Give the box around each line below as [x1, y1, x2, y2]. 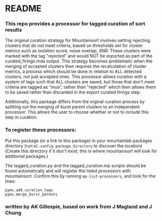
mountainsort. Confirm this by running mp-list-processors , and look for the [5, 173, 156, 179]
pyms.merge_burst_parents [5, 192, 57, 197]
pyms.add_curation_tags [5, 187, 54, 193]
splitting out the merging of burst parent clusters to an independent [5, 104, 140, 110]
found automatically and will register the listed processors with [5, 168, 131, 174]
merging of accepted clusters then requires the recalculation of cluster [5, 63, 147, 69]
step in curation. [5, 114, 38, 120]
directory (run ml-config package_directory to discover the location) [5, 142, 143, 149]
